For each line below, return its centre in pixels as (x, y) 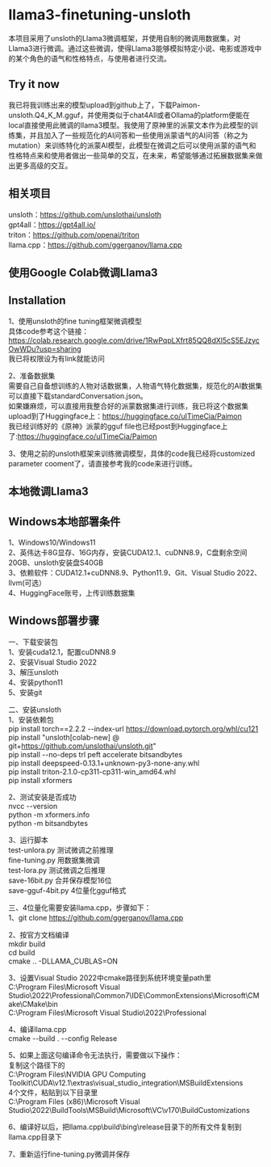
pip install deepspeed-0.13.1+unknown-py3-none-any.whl (104, 763)
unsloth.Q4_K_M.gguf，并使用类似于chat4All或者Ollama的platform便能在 (129, 115)
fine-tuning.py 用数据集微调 (54, 860)
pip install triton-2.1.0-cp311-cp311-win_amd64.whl (92, 771)
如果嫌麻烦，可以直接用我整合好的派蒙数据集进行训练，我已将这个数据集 (128, 406)
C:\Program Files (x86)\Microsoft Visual (74, 1102)
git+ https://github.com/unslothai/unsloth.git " (83, 746)
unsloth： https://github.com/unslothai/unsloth (85, 214)
